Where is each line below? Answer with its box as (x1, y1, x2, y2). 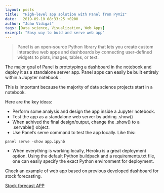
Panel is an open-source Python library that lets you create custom (17, 44, 154, 49)
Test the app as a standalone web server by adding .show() (12, 114, 133, 119)
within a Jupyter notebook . (5, 75, 61, 80)
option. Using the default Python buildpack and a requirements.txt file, (12, 153, 156, 159)
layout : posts (5, 7, 35, 12)
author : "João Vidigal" (5, 21, 54, 26)
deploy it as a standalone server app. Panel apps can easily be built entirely (5, 69, 159, 75)
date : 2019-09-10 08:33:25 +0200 (5, 16, 79, 21)
